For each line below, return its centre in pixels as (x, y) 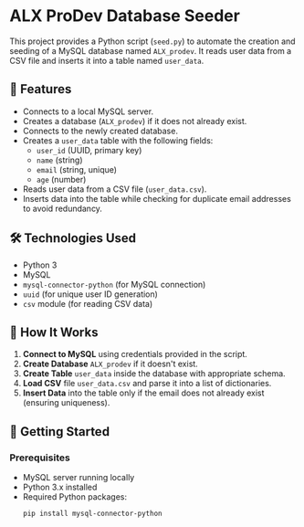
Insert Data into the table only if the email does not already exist (143, 393)
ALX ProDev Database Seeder (125, 16)
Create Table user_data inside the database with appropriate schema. (154, 374)
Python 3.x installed (60, 487)
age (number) (61, 179)
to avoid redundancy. (63, 208)
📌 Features (41, 89)
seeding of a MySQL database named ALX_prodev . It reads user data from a (151, 50)
